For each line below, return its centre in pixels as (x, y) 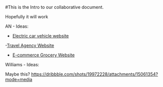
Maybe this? (18, 74)
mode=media (19, 79)
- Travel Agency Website (30, 45)
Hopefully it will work (27, 17)
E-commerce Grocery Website (43, 55)
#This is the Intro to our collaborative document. (54, 7)
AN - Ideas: (17, 26)
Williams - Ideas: (22, 65)
